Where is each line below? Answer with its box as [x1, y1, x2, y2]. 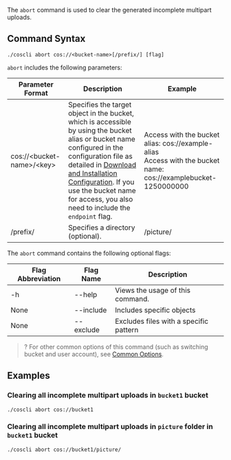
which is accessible [67, 117, 132, 127]
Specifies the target [67, 100, 132, 109]
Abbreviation [16, 274, 61, 283]
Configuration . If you [67, 177, 135, 186]
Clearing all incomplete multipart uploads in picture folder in [7, 422, 213, 432]
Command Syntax [7, 33, 86, 45]
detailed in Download [67, 160, 137, 169]
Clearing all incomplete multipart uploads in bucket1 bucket [7, 391, 208, 400]
